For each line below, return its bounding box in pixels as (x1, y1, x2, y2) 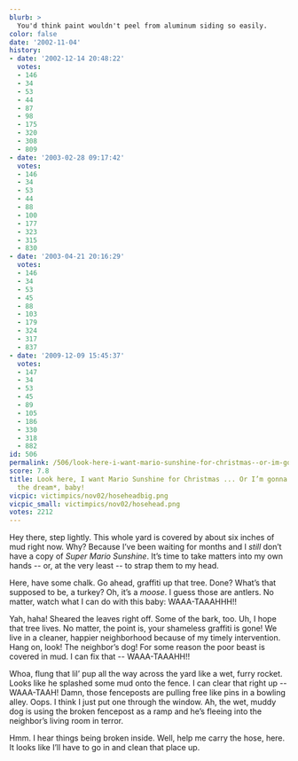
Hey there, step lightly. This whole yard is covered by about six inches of (9, 532, 275, 543)
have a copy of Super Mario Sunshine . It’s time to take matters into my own (9, 551, 284, 561)
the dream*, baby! (17, 482, 86, 492)
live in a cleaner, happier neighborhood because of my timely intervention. (9, 632, 281, 643)
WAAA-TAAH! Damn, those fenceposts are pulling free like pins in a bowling (9, 687, 286, 698)
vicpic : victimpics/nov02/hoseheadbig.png (9, 491, 169, 500)
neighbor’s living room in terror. (9, 716, 124, 726)
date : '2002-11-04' (9, 37, 82, 47)
